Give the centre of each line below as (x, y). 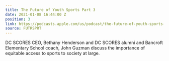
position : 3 (18, 19)
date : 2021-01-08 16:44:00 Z (36, 14)
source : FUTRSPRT (23, 28)
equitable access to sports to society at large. (53, 53)
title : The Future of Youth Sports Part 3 (50, 10)
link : (11, 24)
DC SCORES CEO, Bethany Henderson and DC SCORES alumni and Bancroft (84, 42)
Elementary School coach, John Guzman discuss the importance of (75, 48)
